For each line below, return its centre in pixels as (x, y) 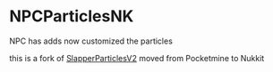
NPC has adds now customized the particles (91, 41)
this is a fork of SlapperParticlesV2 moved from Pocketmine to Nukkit (137, 58)
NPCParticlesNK (72, 16)
